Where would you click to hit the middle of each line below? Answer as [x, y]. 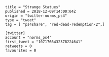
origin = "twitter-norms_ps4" [36, 16]
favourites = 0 [21, 51]
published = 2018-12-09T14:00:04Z [41, 11]
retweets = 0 [18, 46]
